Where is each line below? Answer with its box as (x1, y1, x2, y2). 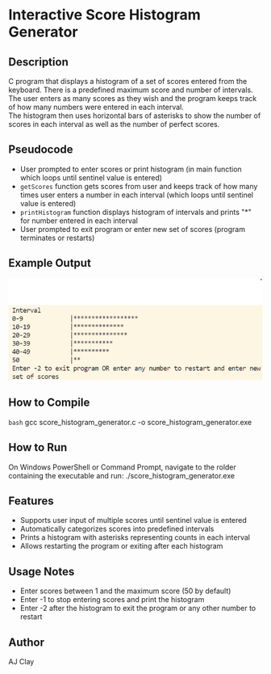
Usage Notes (8, 564, 75, 579)
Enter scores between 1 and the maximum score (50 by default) (19, 586, 231, 596)
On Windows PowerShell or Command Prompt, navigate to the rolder (8, 462, 236, 472)
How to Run (8, 440, 68, 454)
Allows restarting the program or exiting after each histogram (19, 541, 223, 551)
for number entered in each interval (19, 216, 139, 225)
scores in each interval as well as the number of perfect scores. (8, 120, 220, 128)
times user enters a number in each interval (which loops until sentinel (19, 190, 254, 200)
